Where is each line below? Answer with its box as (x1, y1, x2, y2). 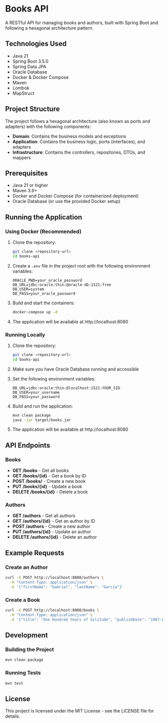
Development (5, 631, 48, 640)
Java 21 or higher (12, 182, 48, 188)
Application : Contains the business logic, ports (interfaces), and (12, 139, 145, 145)
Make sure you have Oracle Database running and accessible (12, 366, 139, 372)
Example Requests (5, 548, 64, 557)
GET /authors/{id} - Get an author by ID (12, 518, 95, 524)
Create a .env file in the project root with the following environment (12, 263, 150, 269)
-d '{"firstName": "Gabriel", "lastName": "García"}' (9, 584, 124, 589)
